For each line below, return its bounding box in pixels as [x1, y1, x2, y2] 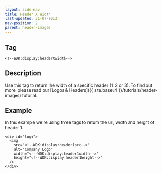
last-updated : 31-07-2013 [5, 16, 57, 21]
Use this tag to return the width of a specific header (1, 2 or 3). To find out [5, 82, 153, 88]
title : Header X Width [5, 12, 51, 17]
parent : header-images [5, 25, 51, 30]
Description [5, 69, 41, 78]
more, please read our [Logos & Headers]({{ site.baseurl [5, 87, 118, 93]
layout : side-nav [5, 7, 40, 12]
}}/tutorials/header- [118, 87, 158, 93]
